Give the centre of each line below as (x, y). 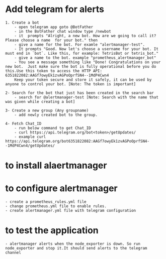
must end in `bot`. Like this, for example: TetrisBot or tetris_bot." (82, 53)
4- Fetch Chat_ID (23, 123)
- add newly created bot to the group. (56, 115)
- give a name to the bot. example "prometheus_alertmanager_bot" (85, 58)
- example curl (30, 137)
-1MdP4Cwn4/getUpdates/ (30, 146)
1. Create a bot (22, 23)
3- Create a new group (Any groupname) (47, 110)
